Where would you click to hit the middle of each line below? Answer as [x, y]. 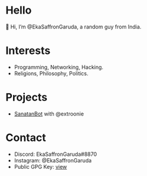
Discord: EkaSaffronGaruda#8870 [55, 154]
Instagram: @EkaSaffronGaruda [53, 160]
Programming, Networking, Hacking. [59, 67]
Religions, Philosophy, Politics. [51, 73]
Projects [27, 97]
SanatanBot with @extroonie [49, 114]
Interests [28, 51]
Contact [26, 137]
